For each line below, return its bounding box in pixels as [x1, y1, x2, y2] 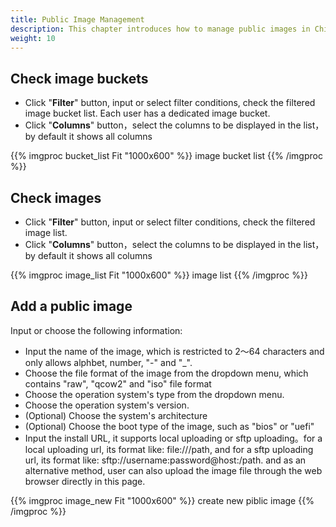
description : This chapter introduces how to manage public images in [10, 24, 311, 34]
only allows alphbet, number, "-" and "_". [24, 356, 193, 368]
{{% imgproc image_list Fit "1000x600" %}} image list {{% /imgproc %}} [10, 269, 308, 281]
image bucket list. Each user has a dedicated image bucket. [24, 107, 271, 120]
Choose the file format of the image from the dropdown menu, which [24, 367, 309, 379]
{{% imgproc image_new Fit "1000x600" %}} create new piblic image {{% [10, 494, 315, 506]
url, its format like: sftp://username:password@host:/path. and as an [24, 454, 307, 466]
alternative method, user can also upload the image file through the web [24, 464, 323, 476]
